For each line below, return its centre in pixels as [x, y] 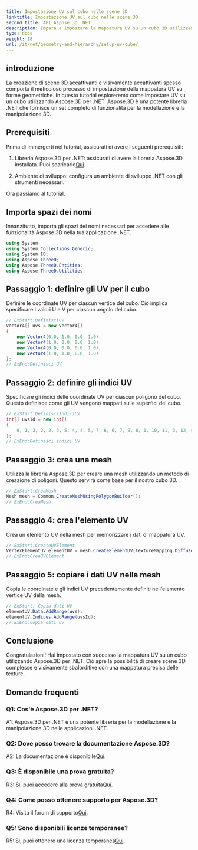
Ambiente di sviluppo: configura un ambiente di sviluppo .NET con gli [98, 176]
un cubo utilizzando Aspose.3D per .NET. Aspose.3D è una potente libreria [97, 101]
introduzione [30, 68]
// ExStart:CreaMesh [32, 491]
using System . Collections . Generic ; [50, 249]
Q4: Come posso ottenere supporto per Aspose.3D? [82, 800]
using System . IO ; [27, 254]
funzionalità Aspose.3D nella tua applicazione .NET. [69, 232]
